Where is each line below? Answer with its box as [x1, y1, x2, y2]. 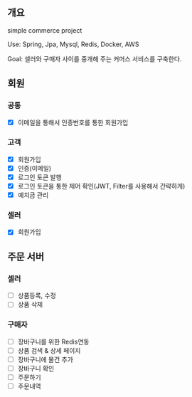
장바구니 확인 [17, 364, 55, 372]
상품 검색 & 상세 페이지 [17, 346, 81, 354]
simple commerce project [7, 26, 82, 34]
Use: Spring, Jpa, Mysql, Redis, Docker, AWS [7, 40, 139, 48]
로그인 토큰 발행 [17, 173, 62, 181]
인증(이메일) [17, 164, 52, 172]
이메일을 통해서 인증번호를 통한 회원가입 [17, 118, 129, 127]
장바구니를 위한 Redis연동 [17, 337, 90, 346]
